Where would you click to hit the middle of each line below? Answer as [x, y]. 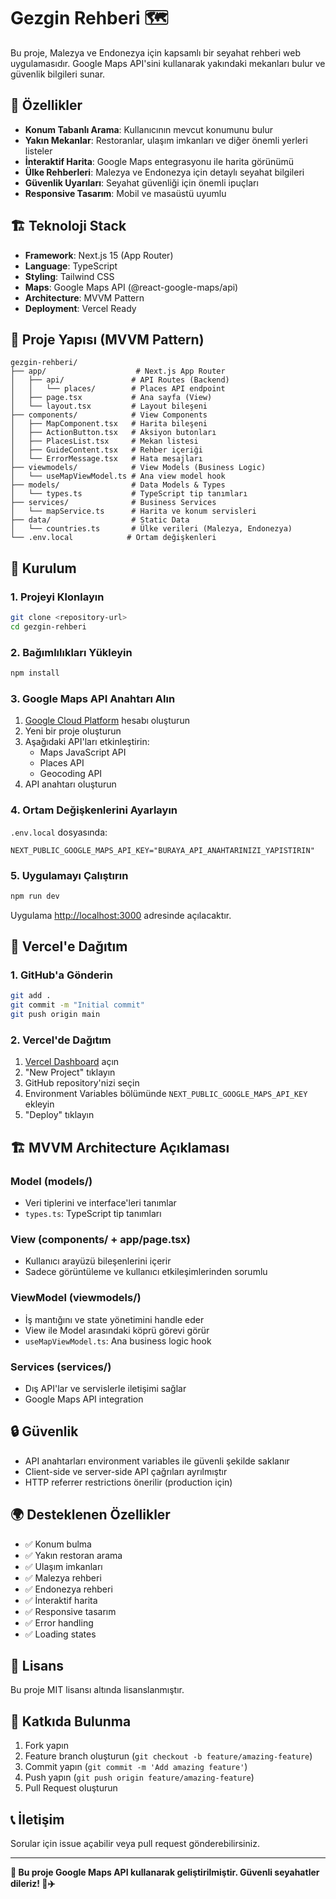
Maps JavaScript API [83, 752]
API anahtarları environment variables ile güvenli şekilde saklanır [157, 1461]
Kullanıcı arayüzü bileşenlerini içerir [98, 1261]
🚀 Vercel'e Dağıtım [69, 946]
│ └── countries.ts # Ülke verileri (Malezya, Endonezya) [151, 529]
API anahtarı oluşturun [70, 784]
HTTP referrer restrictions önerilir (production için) [128, 1482]
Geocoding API [71, 774]
